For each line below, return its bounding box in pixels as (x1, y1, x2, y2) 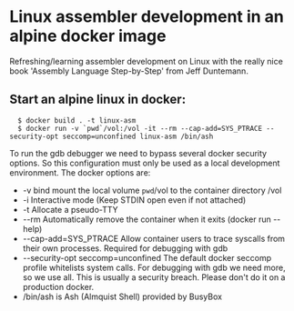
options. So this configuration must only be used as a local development (9, 157, 280, 168)
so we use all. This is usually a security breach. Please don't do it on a (22, 271, 286, 283)
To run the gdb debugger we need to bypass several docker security (9, 147, 267, 158)
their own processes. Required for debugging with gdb (22, 243, 228, 254)
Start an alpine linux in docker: (9, 92, 187, 107)
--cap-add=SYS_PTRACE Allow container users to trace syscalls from (22, 233, 285, 244)
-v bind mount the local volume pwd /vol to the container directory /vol (22, 185, 282, 196)
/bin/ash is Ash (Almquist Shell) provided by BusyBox (22, 291, 223, 302)
